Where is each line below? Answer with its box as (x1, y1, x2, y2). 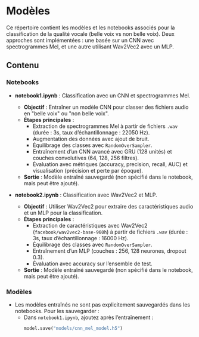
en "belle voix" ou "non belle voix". (23, 109, 109, 117)
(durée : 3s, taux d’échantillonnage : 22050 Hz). (32, 128, 150, 136)
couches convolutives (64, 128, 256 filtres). (32, 154, 139, 161)
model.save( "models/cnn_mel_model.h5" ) (23, 325, 123, 331)
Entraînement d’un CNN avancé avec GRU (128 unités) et (32, 148, 172, 155)
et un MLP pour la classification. (23, 209, 103, 216)
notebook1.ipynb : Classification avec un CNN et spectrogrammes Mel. (14, 91, 191, 99)
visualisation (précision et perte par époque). (32, 167, 143, 174)
